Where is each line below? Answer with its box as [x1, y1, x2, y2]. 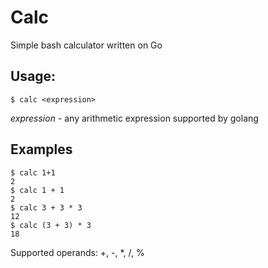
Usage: [10, 68, 57, 85]
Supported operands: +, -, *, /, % [10, 246, 145, 258]
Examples [10, 141, 73, 158]
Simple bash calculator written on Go [10, 39, 163, 51]
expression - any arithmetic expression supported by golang [10, 112, 259, 124]
